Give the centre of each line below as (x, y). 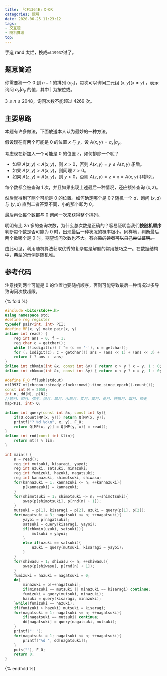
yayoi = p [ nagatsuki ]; (47, 520)
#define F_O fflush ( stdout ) (34, 380)
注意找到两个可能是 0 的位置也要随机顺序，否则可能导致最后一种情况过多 (80, 285)
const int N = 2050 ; (27, 390)
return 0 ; (24, 655)
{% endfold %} (20, 669)
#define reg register (28, 320)
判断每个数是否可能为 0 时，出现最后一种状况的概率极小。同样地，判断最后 (82, 232)
